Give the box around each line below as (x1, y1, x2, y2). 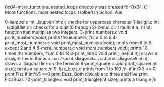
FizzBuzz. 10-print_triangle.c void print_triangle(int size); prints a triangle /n (5, 76, 157, 82)
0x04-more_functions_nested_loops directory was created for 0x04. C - (5, 4, 151, 10)
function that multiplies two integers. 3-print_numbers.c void (5, 29, 127, 35)
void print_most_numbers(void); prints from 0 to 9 (51, 40, 152, 46)
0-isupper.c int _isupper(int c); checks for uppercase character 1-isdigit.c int (5, 19, 159, 25)
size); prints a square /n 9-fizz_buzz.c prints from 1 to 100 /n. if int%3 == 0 (5, 66, 156, 72)
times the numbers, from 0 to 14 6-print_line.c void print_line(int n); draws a (5, 50, 158, 56)
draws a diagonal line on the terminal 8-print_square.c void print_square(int (5, 61, 157, 66)
